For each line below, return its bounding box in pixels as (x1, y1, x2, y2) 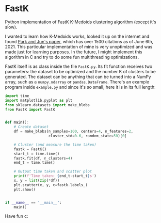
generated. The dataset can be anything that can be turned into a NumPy (5, 74, 151, 80)
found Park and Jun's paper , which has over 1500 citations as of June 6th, (5, 38, 154, 44)
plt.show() (14, 187, 36, 192)
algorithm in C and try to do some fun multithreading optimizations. (5, 54, 139, 60)
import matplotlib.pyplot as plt (5, 98, 73, 103)
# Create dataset (14, 125, 49, 129)
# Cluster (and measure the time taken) (14, 142, 97, 147)
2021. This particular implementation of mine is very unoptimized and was (5, 44, 153, 49)
